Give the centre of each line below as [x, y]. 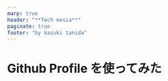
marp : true [23, 13]
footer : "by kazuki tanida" [47, 33]
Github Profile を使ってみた [85, 69]
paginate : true [29, 26]
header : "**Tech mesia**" [44, 20]
